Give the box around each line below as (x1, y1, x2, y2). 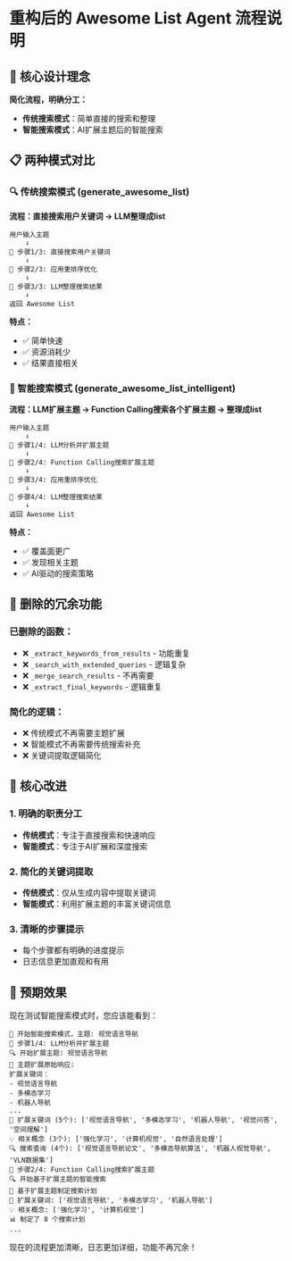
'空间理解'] (9, 1125, 49, 1134)
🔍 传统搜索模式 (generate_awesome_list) (9, 186, 190, 198)
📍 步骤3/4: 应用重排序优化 (9, 475, 98, 484)
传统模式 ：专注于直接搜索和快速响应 (21, 830, 156, 840)
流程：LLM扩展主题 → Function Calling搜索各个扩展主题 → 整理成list (9, 404, 262, 414)
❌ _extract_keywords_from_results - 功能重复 (21, 647, 190, 658)
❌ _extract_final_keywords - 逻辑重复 (21, 681, 163, 692)
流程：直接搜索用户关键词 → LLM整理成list (9, 211, 166, 221)
